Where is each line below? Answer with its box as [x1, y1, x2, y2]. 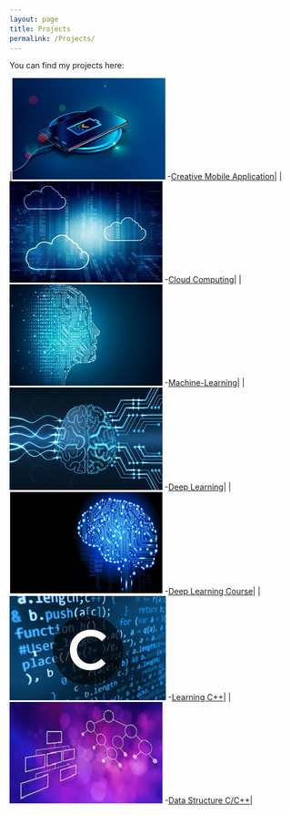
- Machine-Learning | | [164, 377, 246, 388]
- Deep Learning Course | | [164, 586, 261, 597]
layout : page [9, 15, 59, 24]
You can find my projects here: [9, 60, 125, 71]
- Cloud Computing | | [164, 274, 243, 285]
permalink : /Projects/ [9, 34, 95, 43]
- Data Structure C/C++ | [164, 795, 253, 806]
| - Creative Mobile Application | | [9, 171, 283, 182]
